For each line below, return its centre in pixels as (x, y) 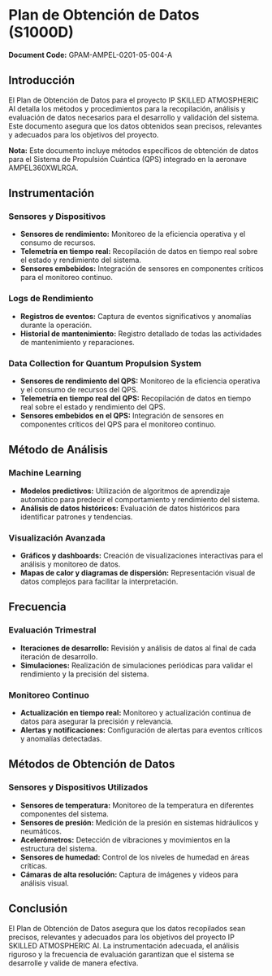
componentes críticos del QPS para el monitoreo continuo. (118, 424)
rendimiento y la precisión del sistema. (84, 674)
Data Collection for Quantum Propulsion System (105, 363)
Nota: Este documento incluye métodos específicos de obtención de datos (134, 150)
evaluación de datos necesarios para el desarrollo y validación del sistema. (134, 117)
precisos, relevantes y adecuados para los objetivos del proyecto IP (122, 937)
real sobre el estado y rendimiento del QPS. (93, 407)
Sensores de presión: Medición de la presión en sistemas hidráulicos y (139, 822)
